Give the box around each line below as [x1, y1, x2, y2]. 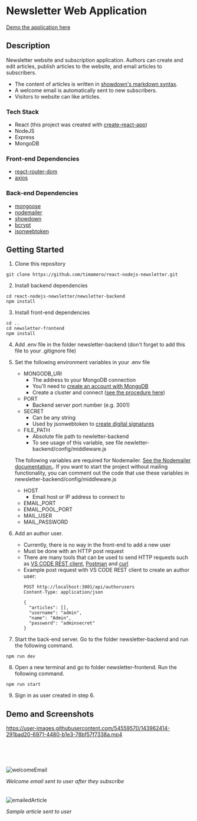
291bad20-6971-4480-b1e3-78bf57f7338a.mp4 [6, 731, 123, 738]
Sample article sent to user [6, 808, 72, 815]
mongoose [14, 202, 41, 210]
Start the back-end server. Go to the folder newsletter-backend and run [14, 636, 189, 643]
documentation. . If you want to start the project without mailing [14, 463, 168, 470]
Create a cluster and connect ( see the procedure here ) [32, 389, 165, 396]
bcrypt [14, 221, 31, 228]
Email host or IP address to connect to [32, 493, 125, 501]
